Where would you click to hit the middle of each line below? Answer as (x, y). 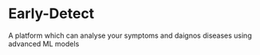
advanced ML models (44, 43)
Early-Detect (51, 14)
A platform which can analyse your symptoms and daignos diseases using (130, 35)
